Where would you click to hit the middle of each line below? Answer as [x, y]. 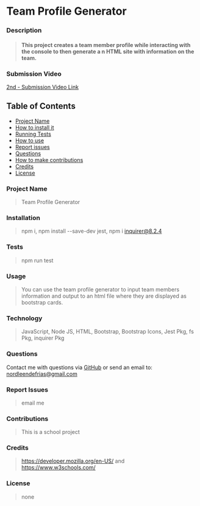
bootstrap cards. [42, 302]
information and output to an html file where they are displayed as [104, 296]
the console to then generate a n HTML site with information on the [108, 51]
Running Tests [33, 134]
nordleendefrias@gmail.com [42, 373]
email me [33, 403]
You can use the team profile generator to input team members [100, 289]
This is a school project [51, 432]
